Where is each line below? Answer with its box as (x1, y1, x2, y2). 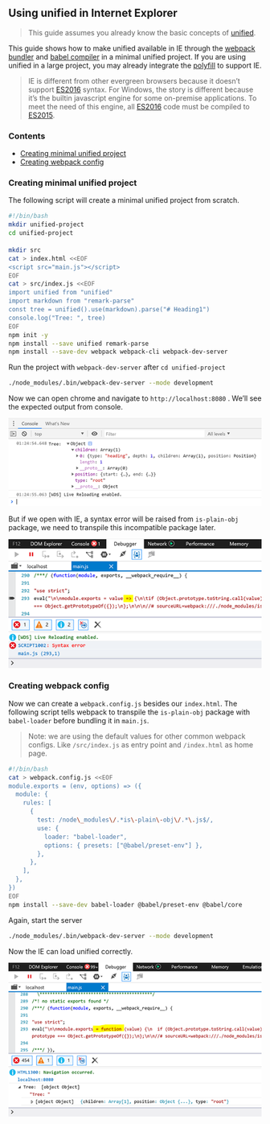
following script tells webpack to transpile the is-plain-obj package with (8, 707, 251, 717)
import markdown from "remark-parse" (8, 297, 135, 305)
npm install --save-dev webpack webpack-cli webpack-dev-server (8, 348, 228, 356)
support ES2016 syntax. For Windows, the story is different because (27, 84, 254, 94)
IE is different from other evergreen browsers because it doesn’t (27, 76, 241, 85)
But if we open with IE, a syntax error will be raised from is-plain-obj (8, 514, 239, 524)
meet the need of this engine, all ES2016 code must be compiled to (27, 101, 251, 111)
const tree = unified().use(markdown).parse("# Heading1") (8, 306, 211, 314)
